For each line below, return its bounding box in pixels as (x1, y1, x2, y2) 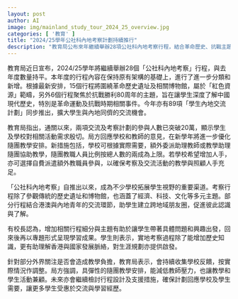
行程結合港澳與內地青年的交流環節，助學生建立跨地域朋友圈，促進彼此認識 (13, 200, 231, 209)
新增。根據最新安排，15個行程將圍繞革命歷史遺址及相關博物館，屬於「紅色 (7, 82, 225, 89)
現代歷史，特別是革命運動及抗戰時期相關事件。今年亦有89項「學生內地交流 (7, 99, 227, 107)
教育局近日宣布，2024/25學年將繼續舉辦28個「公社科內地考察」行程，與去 (7, 64, 227, 72)
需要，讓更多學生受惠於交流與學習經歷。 (7, 284, 125, 292)
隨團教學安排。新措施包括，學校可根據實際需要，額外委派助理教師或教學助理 (7, 141, 231, 149)
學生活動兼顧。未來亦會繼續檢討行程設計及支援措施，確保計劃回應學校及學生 (7, 275, 231, 283)
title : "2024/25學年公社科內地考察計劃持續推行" (7, 37, 137, 44)
